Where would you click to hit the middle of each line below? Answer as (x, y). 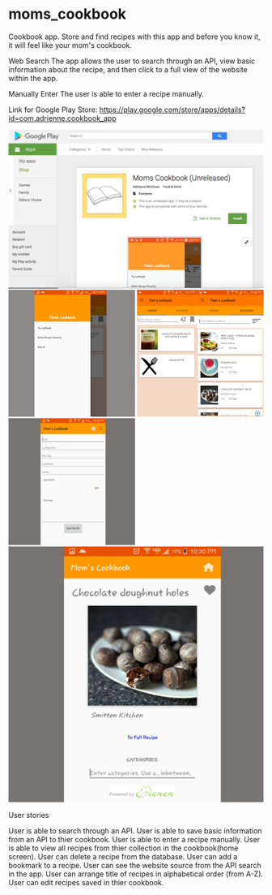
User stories (29, 815)
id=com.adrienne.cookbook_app (62, 118)
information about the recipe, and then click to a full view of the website (128, 69)
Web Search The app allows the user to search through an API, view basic (132, 61)
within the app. (33, 78)
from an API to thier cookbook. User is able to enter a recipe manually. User (134, 839)
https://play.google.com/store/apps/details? (172, 110)
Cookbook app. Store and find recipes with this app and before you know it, (134, 37)
